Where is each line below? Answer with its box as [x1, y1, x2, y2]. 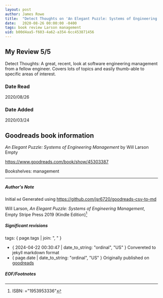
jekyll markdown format [12, 249, 60, 255]
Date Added [5, 106, 34, 113]
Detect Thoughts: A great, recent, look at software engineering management [5, 60, 158, 66]
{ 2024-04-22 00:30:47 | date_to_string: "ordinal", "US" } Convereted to [12, 244, 156, 250]
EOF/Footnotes [5, 271, 36, 277]
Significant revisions [5, 223, 48, 228]
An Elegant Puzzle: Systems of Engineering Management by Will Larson [5, 144, 149, 150]
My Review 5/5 [5, 48, 51, 56]
